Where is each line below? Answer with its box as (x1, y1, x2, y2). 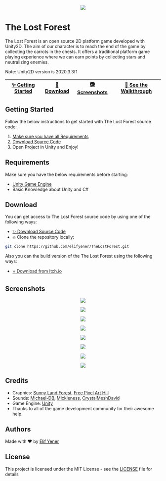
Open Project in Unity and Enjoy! (12, 144, 79, 150)
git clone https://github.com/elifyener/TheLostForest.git (5, 244, 129, 249)
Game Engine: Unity (12, 400, 53, 406)
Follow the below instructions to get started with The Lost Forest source (5, 118, 152, 124)
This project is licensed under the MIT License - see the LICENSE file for (5, 466, 152, 472)
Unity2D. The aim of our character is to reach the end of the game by (5, 43, 146, 49)
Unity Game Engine (12, 181, 52, 187)
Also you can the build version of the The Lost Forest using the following (5, 253, 153, 259)
